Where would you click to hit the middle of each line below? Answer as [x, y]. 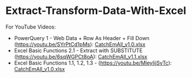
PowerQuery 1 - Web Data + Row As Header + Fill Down [82, 38]
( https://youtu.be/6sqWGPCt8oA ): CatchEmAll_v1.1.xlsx [81, 56]
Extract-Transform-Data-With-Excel [96, 11]
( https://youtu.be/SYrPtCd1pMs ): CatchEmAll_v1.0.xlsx [80, 44]
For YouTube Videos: [31, 27]
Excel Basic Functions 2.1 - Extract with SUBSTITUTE [78, 50]
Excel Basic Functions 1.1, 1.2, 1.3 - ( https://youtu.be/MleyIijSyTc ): [93, 63]
